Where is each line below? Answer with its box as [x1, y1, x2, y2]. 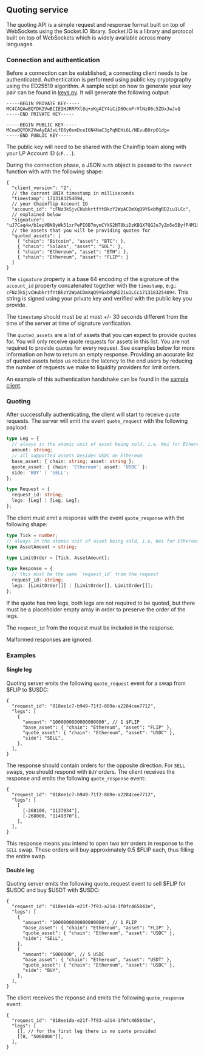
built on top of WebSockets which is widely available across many [6, 33, 171, 41]
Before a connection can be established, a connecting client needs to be [6, 69, 188, 77]
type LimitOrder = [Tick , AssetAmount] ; [6, 555, 110, 561]
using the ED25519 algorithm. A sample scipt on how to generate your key [6, 82, 191, 90]
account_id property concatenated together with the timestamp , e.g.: [6, 282, 177, 290]
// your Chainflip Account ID [12, 201, 88, 207]
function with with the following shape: [6, 168, 103, 175]
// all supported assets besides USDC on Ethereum [12, 453, 143, 459]
